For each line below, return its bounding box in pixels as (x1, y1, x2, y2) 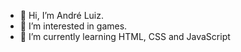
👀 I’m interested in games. (19, 20, 128, 32)
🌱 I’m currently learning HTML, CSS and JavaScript (19, 31, 231, 42)
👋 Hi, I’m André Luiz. (19, 10, 104, 21)
